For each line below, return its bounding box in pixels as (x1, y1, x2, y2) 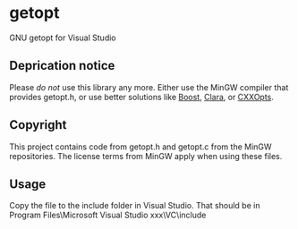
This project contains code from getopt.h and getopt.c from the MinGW (9, 141, 272, 152)
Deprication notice (9, 58, 115, 73)
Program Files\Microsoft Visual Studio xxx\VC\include (9, 209, 207, 221)
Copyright (9, 117, 67, 132)
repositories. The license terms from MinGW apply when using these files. (9, 150, 283, 161)
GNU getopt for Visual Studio (9, 32, 116, 43)
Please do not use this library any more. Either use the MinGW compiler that (9, 81, 289, 92)
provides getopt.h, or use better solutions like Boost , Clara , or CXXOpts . (9, 91, 275, 102)
